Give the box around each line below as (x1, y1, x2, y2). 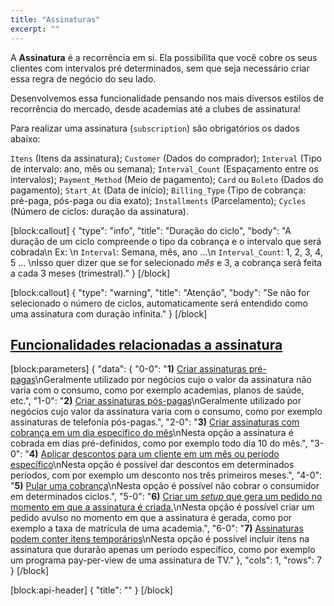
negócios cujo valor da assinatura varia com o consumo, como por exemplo (10, 406, 323, 418)
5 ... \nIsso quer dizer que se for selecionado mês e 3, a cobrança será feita (10, 256, 322, 268)
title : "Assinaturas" (10, 14, 101, 25)
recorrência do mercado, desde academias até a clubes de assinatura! (10, 102, 302, 115)
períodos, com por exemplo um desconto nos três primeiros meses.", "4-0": (10, 469, 323, 481)
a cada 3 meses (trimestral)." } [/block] (10, 267, 171, 279)
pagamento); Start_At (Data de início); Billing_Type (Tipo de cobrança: (10, 184, 307, 196)
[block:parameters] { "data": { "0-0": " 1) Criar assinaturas (10, 363, 247, 375)
